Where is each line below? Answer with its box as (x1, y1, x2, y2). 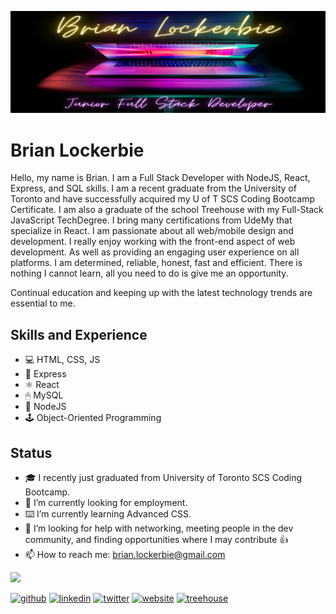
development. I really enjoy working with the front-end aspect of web (10, 236, 296, 248)
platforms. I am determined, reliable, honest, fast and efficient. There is (10, 257, 303, 269)
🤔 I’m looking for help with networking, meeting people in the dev (24, 522, 294, 534)
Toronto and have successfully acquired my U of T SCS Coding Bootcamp (10, 193, 316, 205)
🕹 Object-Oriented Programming (24, 412, 162, 424)
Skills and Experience (10, 326, 148, 343)
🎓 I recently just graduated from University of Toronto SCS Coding (24, 471, 303, 483)
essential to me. (10, 297, 76, 310)
